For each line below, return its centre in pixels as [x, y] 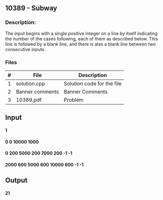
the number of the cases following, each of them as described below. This [82, 38]
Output [16, 180]
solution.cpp [30, 83]
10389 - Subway [31, 8]
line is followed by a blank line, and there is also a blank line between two [80, 44]
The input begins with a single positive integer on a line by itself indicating [81, 33]
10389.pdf [29, 99]
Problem [74, 99]
